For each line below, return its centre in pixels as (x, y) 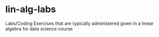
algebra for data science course (39, 28)
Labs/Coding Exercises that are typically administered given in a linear (79, 23)
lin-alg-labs (31, 9)
